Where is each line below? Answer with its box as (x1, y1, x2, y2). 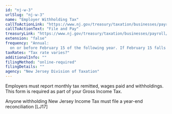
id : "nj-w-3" (5, 7, 33, 13)
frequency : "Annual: (5, 41, 50, 46)
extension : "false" (5, 36, 47, 41)
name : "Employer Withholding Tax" (5, 17, 79, 22)
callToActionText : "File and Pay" (5, 26, 79, 32)
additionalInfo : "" (5, 54, 47, 60)
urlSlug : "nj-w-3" (5, 12, 45, 17)
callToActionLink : (5, 21, 45, 27)
